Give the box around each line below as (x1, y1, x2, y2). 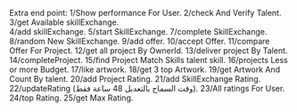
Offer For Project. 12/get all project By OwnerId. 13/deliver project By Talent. (9, 45, 288, 56)
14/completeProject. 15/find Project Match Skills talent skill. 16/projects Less (9, 55, 288, 65)
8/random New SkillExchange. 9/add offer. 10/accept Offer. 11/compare (9, 36, 270, 46)
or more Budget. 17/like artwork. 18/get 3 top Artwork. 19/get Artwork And (9, 64, 281, 75)
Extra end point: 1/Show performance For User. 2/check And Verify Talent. (9, 8, 282, 18)
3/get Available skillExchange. (9, 17, 120, 28)
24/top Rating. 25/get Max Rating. (9, 92, 134, 103)
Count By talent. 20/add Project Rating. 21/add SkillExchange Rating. (9, 74, 261, 84)
